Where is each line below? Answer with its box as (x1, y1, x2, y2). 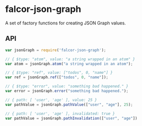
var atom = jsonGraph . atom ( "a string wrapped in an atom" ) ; (5, 61, 133, 66)
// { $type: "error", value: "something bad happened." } (5, 84, 128, 89)
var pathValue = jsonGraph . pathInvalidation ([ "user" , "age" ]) (5, 116, 137, 121)
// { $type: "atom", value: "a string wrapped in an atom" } (5, 56, 135, 62)
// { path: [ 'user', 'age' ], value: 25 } (5, 97, 97, 103)
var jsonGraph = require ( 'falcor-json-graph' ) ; (5, 47, 106, 53)
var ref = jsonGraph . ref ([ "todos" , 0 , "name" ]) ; (5, 75, 108, 80)
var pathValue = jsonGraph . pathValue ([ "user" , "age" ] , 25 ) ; (5, 102, 133, 107)
